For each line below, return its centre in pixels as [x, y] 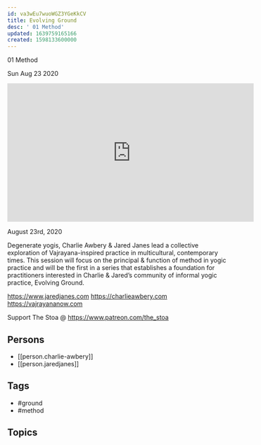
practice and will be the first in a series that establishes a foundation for [111, 268]
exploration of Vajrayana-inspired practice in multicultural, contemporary [113, 253]
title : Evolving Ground [42, 20]
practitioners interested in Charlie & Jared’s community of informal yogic [112, 276]
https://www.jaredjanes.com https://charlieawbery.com [87, 297]
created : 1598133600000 [42, 40]
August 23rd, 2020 [35, 232]
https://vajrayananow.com [45, 304]
